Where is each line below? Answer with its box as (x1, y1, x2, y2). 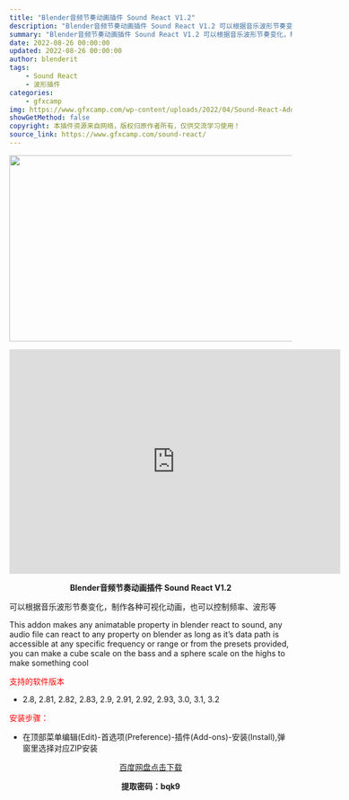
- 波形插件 (25, 80, 61, 89)
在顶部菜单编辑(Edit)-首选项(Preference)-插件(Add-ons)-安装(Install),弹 (22, 731, 285, 742)
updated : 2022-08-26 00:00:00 (9, 47, 123, 56)
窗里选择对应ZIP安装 (22, 743, 99, 753)
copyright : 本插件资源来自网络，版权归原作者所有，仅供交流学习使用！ (9, 122, 240, 131)
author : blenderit (9, 55, 78, 64)
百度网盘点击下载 (119, 761, 182, 772)
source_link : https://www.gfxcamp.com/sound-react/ (9, 130, 206, 139)
